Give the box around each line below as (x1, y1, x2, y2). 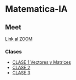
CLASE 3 (12, 70, 30, 76)
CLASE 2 (12, 65, 30, 71)
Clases (5, 48, 22, 55)
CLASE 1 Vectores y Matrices (12, 59, 71, 65)
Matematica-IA (5, 3, 68, 15)
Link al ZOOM (5, 36, 33, 42)
